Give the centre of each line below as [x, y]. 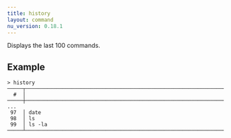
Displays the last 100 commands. [54, 46]
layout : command [30, 20]
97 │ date [25, 113]
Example [26, 67]
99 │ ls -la [29, 125]
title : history [29, 13]
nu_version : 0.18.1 [35, 26]
